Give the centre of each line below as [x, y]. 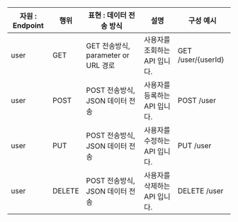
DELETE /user [200, 191]
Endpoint [28, 26]
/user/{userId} [201, 60]
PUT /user [194, 146]
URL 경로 [101, 65]
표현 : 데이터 [107, 15]
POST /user [197, 100]
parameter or [108, 55]
